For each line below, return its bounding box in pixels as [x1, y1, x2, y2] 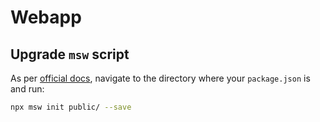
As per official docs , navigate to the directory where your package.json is [10, 72, 311, 84]
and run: [10, 83, 45, 95]
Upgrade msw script [10, 46, 130, 63]
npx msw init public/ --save [10, 102, 132, 112]
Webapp [10, 6, 82, 29]
